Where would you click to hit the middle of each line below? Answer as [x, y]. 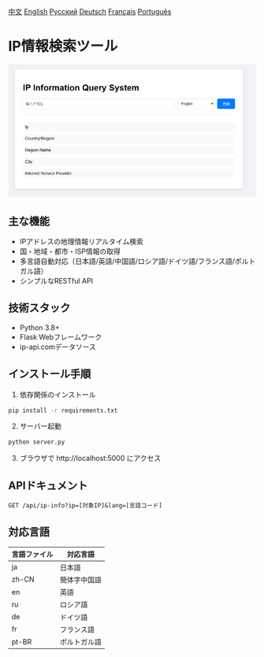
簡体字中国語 [81, 579]
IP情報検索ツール [63, 46]
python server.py [37, 442]
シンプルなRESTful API [56, 280]
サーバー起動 [40, 426]
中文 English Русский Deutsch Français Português [90, 11]
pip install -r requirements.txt [63, 410]
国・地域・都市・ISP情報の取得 [70, 251]
